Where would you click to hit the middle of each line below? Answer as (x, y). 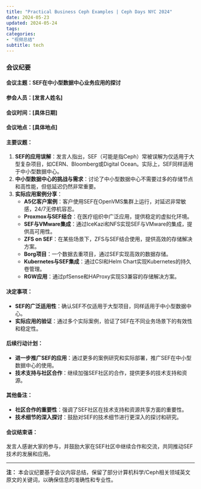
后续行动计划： (25, 343)
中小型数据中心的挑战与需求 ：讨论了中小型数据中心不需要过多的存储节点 (104, 179)
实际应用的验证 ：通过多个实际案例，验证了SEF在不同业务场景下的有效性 (103, 321)
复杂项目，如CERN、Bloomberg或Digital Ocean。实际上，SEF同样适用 (107, 164)
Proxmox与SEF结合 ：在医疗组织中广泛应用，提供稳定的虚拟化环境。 (108, 217)
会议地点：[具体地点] (32, 127)
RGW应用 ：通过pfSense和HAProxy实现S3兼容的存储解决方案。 (102, 277)
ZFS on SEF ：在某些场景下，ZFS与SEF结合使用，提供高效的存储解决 (108, 239)
